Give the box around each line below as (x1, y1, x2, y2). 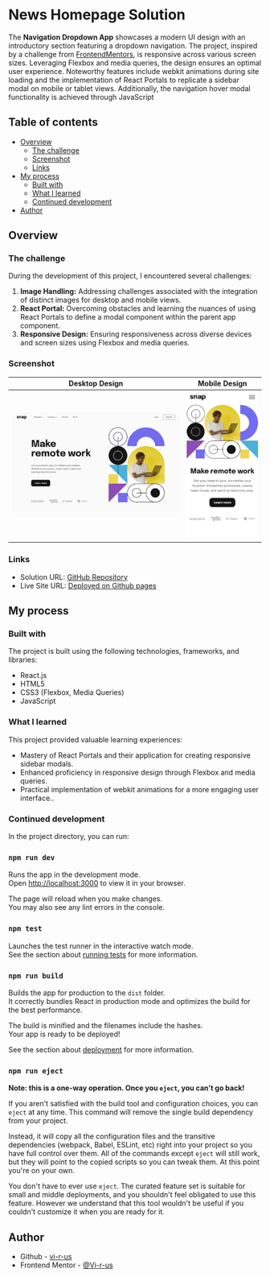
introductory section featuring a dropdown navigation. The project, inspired (8, 40, 258, 50)
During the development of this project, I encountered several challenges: (8, 271, 252, 281)
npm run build (8, 971, 63, 980)
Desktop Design (68, 378, 124, 388)
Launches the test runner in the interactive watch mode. (8, 940, 194, 951)
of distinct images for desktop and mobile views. (19, 295, 182, 305)
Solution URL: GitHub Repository (19, 572, 129, 581)
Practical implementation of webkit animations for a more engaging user (19, 784, 260, 794)
